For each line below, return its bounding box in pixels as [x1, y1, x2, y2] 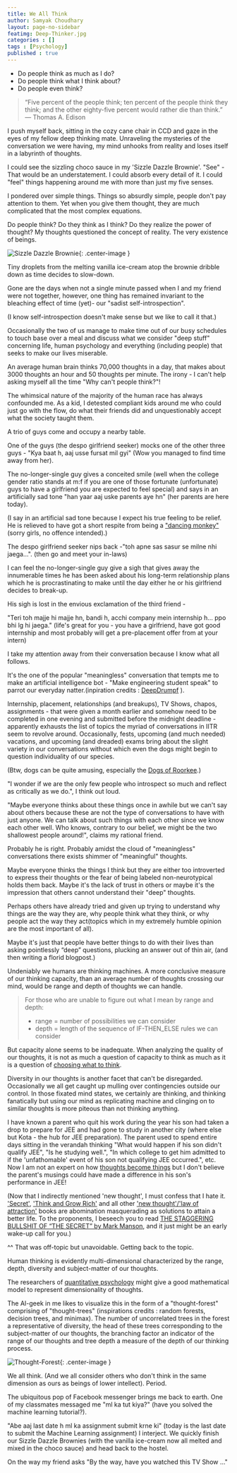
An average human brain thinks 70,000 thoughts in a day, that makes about [7, 362, 226, 371]
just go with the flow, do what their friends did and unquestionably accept [7, 406, 221, 414]
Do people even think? [17, 84, 83, 93]
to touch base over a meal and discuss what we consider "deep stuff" [7, 334, 210, 342]
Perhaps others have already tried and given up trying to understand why [7, 902, 221, 910]
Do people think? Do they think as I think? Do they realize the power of [7, 220, 212, 228]
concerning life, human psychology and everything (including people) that [7, 341, 223, 350]
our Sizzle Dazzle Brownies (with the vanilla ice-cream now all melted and [7, 1436, 222, 1445]
